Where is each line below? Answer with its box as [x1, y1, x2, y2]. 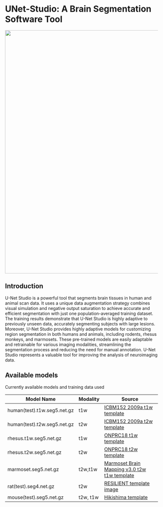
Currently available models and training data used [5, 384, 104, 390]
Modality [78, 396, 100, 402]
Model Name [25, 396, 56, 402]
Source [121, 396, 139, 402]
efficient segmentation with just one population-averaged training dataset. [5, 310, 154, 316]
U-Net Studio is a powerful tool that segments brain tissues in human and [5, 295, 152, 301]
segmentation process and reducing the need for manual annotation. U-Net [5, 346, 156, 352]
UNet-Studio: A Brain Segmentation [5, 3, 152, 15]
